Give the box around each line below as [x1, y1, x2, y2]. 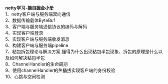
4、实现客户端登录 [5, 30, 44, 35]
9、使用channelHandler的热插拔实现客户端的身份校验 [5, 67, 115, 73]
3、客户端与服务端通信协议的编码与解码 [5, 23, 87, 29]
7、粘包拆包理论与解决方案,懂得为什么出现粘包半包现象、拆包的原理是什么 [5, 48, 158, 54]
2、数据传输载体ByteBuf [5, 17, 55, 23]
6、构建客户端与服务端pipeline [5, 42, 69, 48]
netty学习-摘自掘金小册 [5, 5, 54, 10]
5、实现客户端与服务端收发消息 [5, 36, 70, 42]
